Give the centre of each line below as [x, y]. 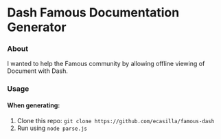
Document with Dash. [38, 71]
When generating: [34, 105]
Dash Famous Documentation [93, 13]
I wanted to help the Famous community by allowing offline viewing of [106, 64]
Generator [37, 27]
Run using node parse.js [52, 128]
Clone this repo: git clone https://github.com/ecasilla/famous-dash [116, 120]
